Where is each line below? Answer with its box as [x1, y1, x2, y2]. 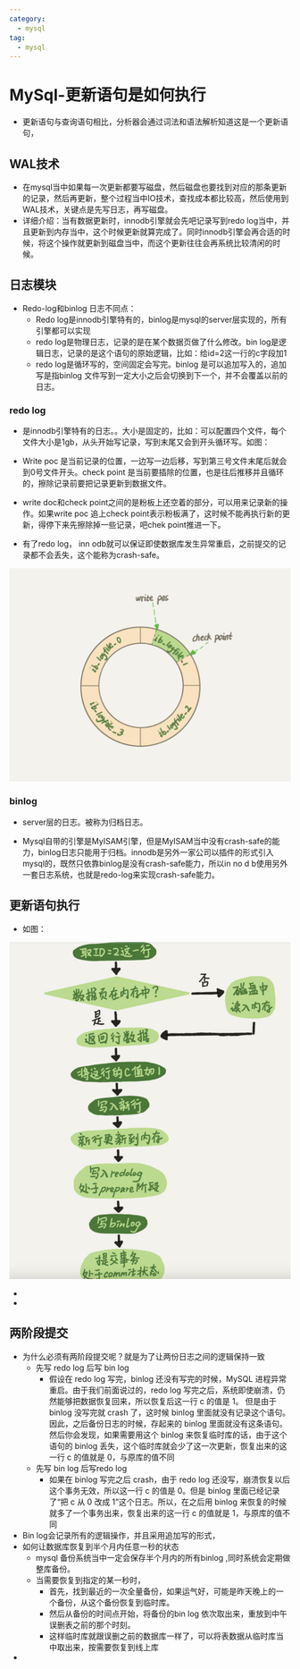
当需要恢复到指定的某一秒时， [35, 1574, 146, 1585]
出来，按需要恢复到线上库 [64, 1641, 159, 1652]
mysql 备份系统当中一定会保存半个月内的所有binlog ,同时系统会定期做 [35, 1552, 291, 1563]
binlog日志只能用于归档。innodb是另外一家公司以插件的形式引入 [37, 846, 274, 858]
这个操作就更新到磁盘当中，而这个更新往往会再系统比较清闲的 [46, 238, 273, 248]
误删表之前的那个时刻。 [48, 1619, 136, 1630]
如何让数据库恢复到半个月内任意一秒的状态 [21, 1541, 179, 1552]
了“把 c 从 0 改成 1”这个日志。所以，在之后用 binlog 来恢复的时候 [48, 1496, 287, 1507]
